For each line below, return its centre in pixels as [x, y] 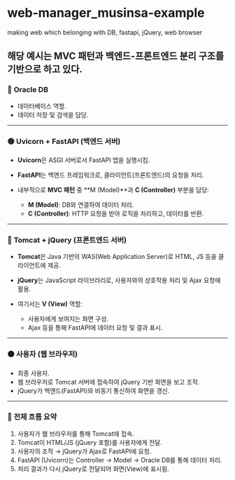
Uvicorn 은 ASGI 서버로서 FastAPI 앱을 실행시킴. [84, 160]
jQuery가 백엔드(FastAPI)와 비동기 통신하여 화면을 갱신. [93, 390]
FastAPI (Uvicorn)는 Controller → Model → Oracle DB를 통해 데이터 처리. [120, 460]
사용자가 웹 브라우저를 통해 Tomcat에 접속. [76, 434]
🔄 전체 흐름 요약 [32, 417]
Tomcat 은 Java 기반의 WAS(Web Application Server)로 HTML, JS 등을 [117, 257]
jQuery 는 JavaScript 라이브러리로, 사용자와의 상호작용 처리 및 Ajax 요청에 [119, 280]
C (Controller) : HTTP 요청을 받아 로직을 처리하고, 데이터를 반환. [116, 213]
